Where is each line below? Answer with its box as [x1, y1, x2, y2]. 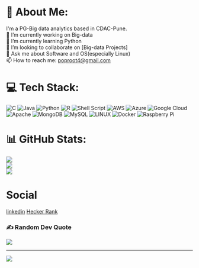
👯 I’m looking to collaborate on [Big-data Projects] [6, 44, 128, 51]
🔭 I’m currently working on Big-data [6, 31, 93, 38]
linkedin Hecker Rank [6, 208, 58, 215]
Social [6, 189, 37, 202]
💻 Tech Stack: [6, 81, 79, 94]
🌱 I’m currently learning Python [6, 37, 82, 44]
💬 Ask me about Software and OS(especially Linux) [6, 50, 131, 57]
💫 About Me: [6, 5, 69, 19]
